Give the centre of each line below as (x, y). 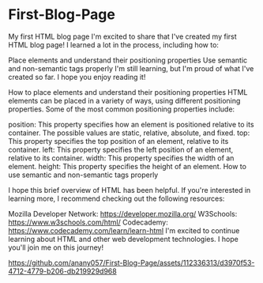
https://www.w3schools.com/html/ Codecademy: (88, 222)
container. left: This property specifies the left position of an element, (121, 149)
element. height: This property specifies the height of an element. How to (128, 166)
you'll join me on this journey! (56, 247)
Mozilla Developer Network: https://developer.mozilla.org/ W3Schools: (123, 213)
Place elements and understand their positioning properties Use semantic (128, 60)
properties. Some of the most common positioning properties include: (122, 109)
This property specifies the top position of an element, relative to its (118, 141)
